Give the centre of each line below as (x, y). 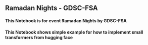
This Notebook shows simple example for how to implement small (74, 32)
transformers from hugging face (39, 37)
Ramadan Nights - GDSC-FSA (51, 8)
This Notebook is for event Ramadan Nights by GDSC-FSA (66, 21)
